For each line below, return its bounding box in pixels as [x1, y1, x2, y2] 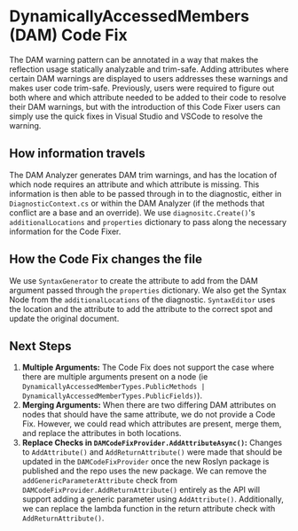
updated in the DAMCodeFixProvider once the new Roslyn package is [21, 457, 270, 467]
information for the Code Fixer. [9, 226, 122, 237]
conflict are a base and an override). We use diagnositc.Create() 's [9, 207, 255, 218]
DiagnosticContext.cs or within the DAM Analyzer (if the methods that [9, 198, 265, 208]
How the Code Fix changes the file [9, 252, 202, 267]
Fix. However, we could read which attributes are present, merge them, [21, 418, 282, 429]
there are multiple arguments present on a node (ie [21, 371, 208, 382]
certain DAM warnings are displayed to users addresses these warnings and [9, 73, 288, 83]
